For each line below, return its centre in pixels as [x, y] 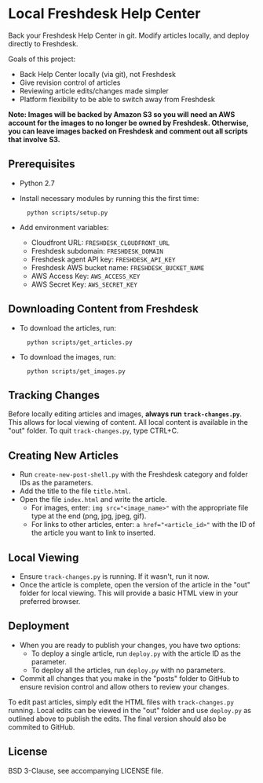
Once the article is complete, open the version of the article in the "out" [135, 585]
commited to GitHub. [42, 726]
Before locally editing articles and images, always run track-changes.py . [125, 414]
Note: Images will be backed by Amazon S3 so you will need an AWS [122, 114]
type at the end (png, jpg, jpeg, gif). [89, 516]
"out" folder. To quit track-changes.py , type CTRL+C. [93, 431]
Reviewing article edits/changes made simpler [94, 90]
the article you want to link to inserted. [93, 533]
